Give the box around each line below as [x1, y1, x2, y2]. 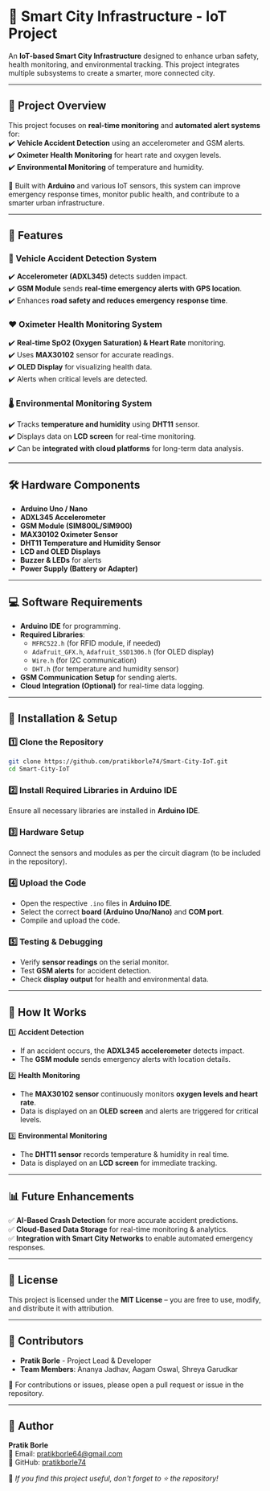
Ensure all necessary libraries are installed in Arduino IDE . [8, 806, 201, 816]
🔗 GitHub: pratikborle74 [8, 1457, 87, 1468]
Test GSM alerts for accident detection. [19, 966, 152, 976]
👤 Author [8, 1419, 54, 1432]
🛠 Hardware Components [8, 478, 141, 492]
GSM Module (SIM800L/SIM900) [19, 521, 133, 531]
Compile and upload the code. [19, 915, 121, 925]
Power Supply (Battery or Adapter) [19, 564, 138, 573]
